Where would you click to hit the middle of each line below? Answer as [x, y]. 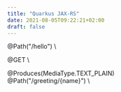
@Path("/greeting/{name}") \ [49, 81]
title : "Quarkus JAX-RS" [43, 14]
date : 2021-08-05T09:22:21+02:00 [56, 20]
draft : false [26, 26]
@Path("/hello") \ [32, 47]
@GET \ [19, 60]
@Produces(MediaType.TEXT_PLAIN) [61, 73]
